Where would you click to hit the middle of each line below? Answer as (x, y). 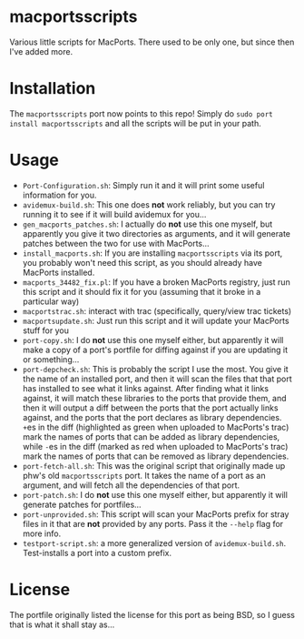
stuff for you (46, 330)
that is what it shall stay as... (62, 624)
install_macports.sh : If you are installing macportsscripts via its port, (152, 253)
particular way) (51, 301)
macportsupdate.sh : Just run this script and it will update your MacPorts (156, 320)
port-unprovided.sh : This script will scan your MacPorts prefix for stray (156, 514)
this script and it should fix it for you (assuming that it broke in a (142, 291)
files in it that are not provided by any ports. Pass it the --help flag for (153, 523)
